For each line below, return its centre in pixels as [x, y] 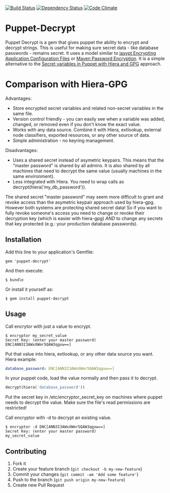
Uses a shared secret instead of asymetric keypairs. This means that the [88, 160]
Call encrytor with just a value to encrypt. [48, 326]
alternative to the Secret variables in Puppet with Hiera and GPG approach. [83, 64]
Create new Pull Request [38, 485]
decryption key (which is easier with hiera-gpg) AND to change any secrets [84, 218]
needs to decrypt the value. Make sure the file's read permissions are [78, 402]
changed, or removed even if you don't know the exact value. [77, 124]
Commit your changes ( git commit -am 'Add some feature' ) [75, 474]
